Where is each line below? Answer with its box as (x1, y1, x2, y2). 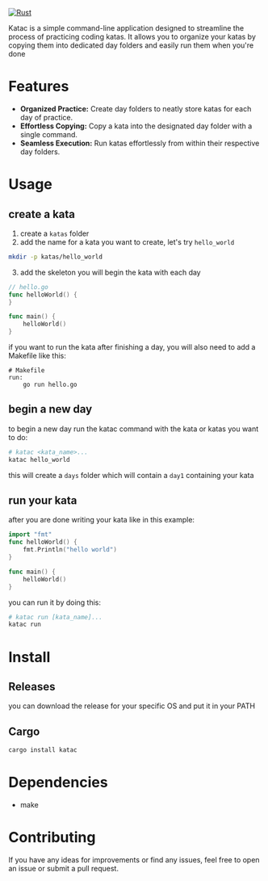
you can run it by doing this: (8, 598, 102, 607)
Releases (8, 679, 56, 694)
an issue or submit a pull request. (8, 863, 119, 873)
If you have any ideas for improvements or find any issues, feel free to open (8, 854, 260, 864)
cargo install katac (8, 746, 78, 754)
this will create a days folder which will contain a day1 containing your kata (8, 470, 254, 480)
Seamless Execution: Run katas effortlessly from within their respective (19, 138, 260, 148)
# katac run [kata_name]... (8, 613, 103, 621)
